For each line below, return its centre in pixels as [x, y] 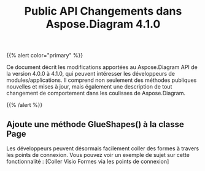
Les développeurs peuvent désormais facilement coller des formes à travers [103, 148]
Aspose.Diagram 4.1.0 [103, 24]
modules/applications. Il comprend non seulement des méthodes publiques [102, 80]
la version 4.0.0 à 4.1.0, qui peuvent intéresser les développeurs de [91, 74]
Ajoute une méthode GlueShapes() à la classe [95, 124]
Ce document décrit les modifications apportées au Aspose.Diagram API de [102, 67]
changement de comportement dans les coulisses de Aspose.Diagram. [96, 93]
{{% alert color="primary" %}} [45, 56]
